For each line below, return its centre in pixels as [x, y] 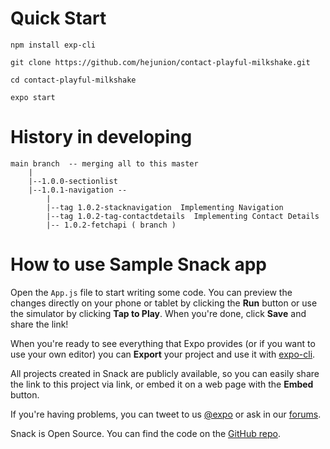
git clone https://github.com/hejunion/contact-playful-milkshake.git [160, 62]
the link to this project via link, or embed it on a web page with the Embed [162, 384]
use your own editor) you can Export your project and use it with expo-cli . [163, 354]
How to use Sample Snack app [138, 264]
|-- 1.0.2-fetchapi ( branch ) [111, 225]
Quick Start [58, 18]
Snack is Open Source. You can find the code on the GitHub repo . [145, 433]
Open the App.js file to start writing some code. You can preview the [151, 292]
